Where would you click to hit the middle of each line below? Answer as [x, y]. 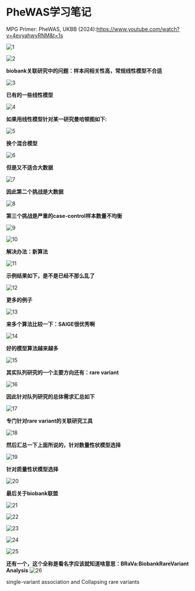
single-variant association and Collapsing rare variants [73, 581]
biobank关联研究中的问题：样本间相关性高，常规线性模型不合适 [84, 71]
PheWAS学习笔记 [49, 12]
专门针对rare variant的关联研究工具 [50, 421]
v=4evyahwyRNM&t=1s [35, 35]
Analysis [17, 570]
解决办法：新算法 [27, 251]
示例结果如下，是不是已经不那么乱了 [51, 276]
